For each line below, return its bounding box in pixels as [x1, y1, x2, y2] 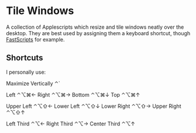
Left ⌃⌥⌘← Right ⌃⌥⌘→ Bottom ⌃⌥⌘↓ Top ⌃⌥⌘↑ [6, 91, 140, 98]
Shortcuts [6, 53, 43, 63]
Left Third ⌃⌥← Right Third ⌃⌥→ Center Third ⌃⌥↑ [6, 120, 136, 127]
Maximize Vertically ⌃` [6, 80, 60, 87]
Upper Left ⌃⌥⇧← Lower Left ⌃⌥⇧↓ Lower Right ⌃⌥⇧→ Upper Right [6, 103, 181, 110]
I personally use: [6, 69, 46, 76]
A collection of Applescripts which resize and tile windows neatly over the [6, 23, 184, 30]
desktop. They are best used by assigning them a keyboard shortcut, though [6, 29, 191, 36]
